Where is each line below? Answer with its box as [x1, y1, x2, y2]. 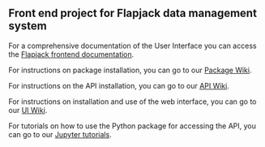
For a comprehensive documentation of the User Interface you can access [8, 41, 257, 50]
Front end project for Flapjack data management [8, 6, 258, 20]
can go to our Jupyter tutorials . [8, 129, 112, 139]
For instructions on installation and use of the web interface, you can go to [8, 97, 257, 106]
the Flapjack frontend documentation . [8, 49, 135, 59]
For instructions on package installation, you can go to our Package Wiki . [8, 65, 252, 75]
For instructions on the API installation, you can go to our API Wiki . [8, 80, 229, 90]
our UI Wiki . [8, 105, 48, 115]
